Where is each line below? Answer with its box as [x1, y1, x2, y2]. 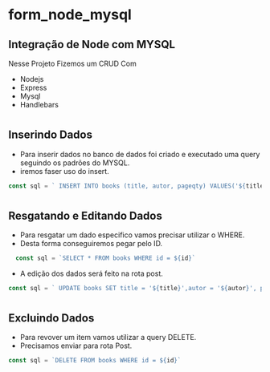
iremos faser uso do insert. [19, 166, 110, 176]
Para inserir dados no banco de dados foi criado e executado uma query [19, 149, 260, 159]
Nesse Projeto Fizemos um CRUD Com [8, 59, 137, 68]
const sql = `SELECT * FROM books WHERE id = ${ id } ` [15, 254, 196, 262]
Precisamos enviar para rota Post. [19, 341, 133, 350]
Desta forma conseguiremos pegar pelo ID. [19, 239, 163, 249]
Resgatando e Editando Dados [8, 208, 162, 222]
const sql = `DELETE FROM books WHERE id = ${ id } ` [8, 357, 182, 365]
